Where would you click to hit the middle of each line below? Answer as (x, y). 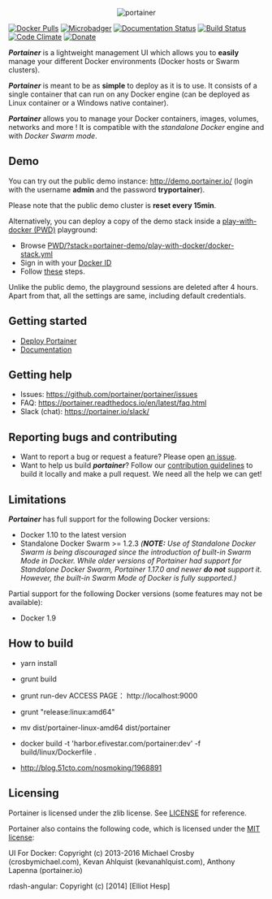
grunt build (38, 679)
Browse (33, 245)
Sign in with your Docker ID (66, 262)
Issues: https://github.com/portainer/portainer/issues (109, 395)
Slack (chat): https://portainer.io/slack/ (85, 412)
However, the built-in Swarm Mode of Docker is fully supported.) (128, 578)
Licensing (34, 793)
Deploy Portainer (48, 340)
